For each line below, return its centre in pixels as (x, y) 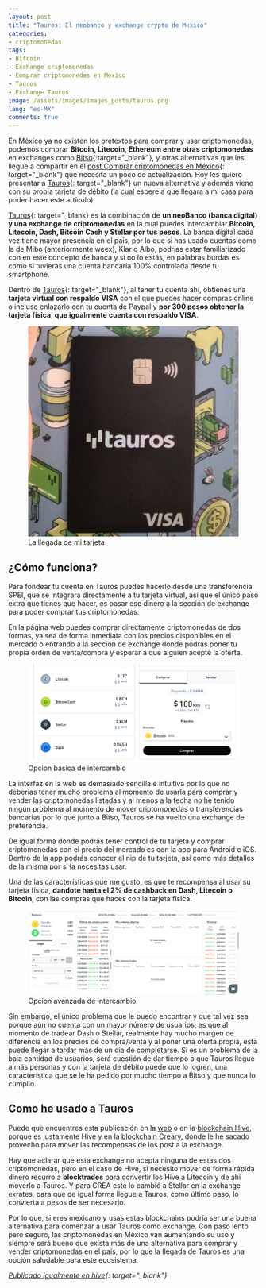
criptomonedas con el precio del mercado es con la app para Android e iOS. (132, 850)
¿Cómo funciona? (53, 567)
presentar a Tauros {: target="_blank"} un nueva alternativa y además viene (131, 183)
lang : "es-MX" (32, 109)
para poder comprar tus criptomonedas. (74, 611)
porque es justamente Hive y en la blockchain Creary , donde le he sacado (129, 1136)
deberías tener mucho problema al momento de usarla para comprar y (123, 792)
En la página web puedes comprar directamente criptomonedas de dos (124, 627)
